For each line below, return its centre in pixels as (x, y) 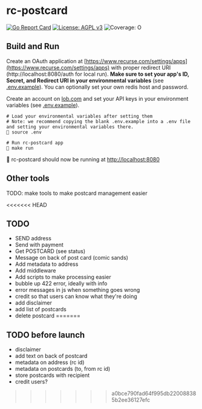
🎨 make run (20, 148)
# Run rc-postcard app (35, 143)
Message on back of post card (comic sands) (72, 258)
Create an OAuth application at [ (46, 61)
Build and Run (33, 46)
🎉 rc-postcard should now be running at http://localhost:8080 (83, 159)
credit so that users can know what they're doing (76, 296)
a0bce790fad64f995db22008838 (154, 394)
